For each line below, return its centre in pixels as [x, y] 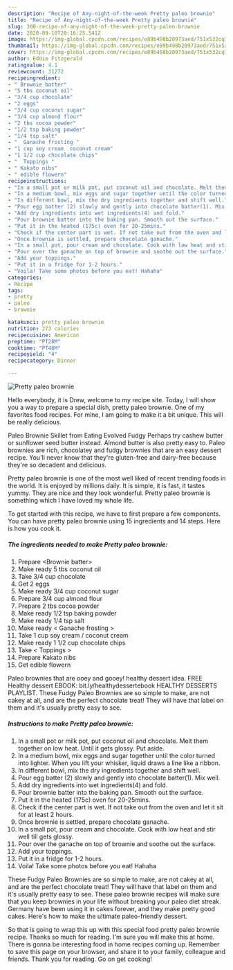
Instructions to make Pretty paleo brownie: [71, 724]
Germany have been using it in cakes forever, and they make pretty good [112, 908]
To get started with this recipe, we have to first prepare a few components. [114, 514]
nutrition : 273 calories [44, 329]
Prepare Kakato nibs [47, 657]
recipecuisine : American [44, 335]
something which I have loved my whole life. [71, 500]
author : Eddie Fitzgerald [45, 59]
